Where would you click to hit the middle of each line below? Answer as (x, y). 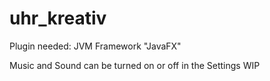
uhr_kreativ (58, 18)
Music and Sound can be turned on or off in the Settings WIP (135, 65)
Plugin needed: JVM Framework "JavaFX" (95, 46)
